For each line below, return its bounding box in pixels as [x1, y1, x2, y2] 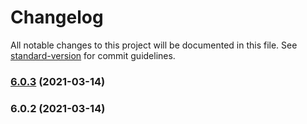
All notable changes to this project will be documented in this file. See [10, 39, 298, 51]
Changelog [10, 6, 104, 29]
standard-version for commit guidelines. [10, 49, 176, 61]
